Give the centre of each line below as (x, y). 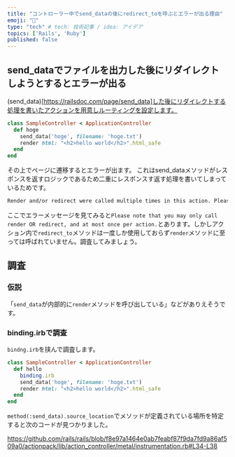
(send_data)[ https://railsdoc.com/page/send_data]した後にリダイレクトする (116, 101)
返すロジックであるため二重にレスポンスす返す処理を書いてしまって (129, 179)
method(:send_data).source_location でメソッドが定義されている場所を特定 (115, 416)
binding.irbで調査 (37, 332)
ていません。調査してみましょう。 (92, 242)
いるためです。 (29, 188)
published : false (33, 40)
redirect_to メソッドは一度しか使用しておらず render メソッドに (129, 233)
